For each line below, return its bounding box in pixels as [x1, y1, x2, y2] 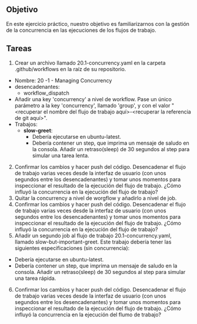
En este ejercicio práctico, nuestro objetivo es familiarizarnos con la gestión [6, 20, 190, 27]
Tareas [6, 44, 32, 54]
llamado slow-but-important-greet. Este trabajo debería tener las [14, 238, 172, 245]
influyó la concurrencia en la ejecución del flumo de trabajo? [14, 311, 162, 318]
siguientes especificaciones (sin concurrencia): [14, 244, 130, 252]
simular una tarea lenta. [32, 152, 89, 159]
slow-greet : [23, 126, 53, 134]
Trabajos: [14, 121, 38, 128]
